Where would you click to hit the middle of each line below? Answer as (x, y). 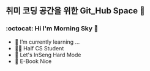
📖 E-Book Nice (33, 61)
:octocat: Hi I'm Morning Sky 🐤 (52, 29)
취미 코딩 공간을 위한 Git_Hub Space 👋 (75, 11)
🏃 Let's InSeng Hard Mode (48, 55)
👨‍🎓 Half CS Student (39, 48)
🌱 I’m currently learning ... (47, 42)
